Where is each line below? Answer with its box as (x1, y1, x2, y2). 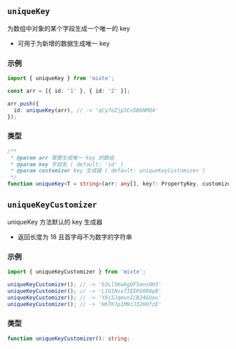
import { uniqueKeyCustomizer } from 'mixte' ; (7, 268, 146, 276)
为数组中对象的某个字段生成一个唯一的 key (7, 24, 131, 32)
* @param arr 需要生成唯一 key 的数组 (10, 154, 114, 161)
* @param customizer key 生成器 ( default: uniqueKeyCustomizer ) (10, 167, 206, 174)
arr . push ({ (7, 100, 39, 107)
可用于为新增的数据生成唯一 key (17, 39, 110, 47)
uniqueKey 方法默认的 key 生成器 (7, 217, 103, 226)
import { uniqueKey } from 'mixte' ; (7, 75, 114, 82)
